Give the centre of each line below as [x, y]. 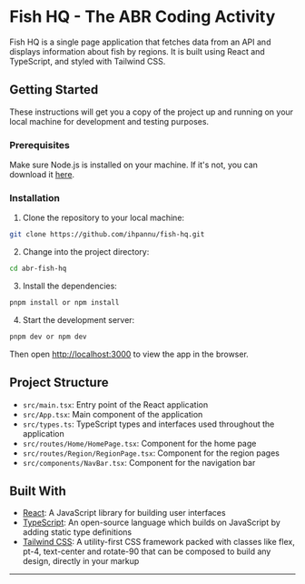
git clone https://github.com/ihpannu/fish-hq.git [107, 235]
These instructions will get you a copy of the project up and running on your [151, 112]
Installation [35, 197]
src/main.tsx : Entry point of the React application [115, 404]
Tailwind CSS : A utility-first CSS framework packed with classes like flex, [158, 542]
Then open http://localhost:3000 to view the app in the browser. [129, 354]
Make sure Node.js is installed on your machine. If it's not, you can [134, 165]
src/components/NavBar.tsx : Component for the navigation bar [139, 462]
